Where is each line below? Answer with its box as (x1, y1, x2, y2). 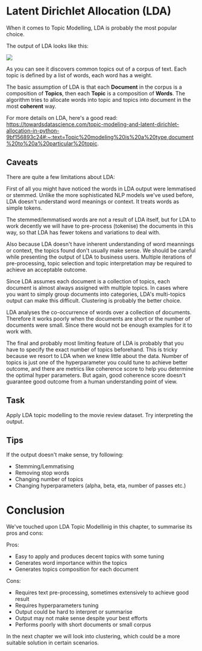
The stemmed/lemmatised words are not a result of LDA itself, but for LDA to (6, 216, 196, 223)
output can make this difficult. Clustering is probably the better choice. (6, 297, 182, 304)
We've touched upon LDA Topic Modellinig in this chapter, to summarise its (6, 523, 193, 530)
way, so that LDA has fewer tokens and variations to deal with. (6, 228, 161, 236)
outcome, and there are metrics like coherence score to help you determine (6, 365, 194, 372)
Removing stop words (14, 469, 69, 477)
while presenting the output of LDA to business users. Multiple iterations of (6, 253, 192, 260)
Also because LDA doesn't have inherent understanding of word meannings (6, 240, 195, 248)
